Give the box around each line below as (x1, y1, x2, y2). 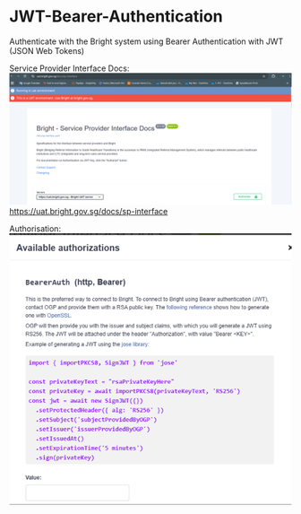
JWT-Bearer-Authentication (9, 6, 223, 27)
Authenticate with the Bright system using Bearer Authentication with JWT (9, 36, 284, 47)
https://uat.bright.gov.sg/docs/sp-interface (9, 206, 168, 217)
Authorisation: (9, 223, 61, 234)
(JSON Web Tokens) (9, 45, 85, 56)
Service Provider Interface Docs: (9, 63, 130, 74)
